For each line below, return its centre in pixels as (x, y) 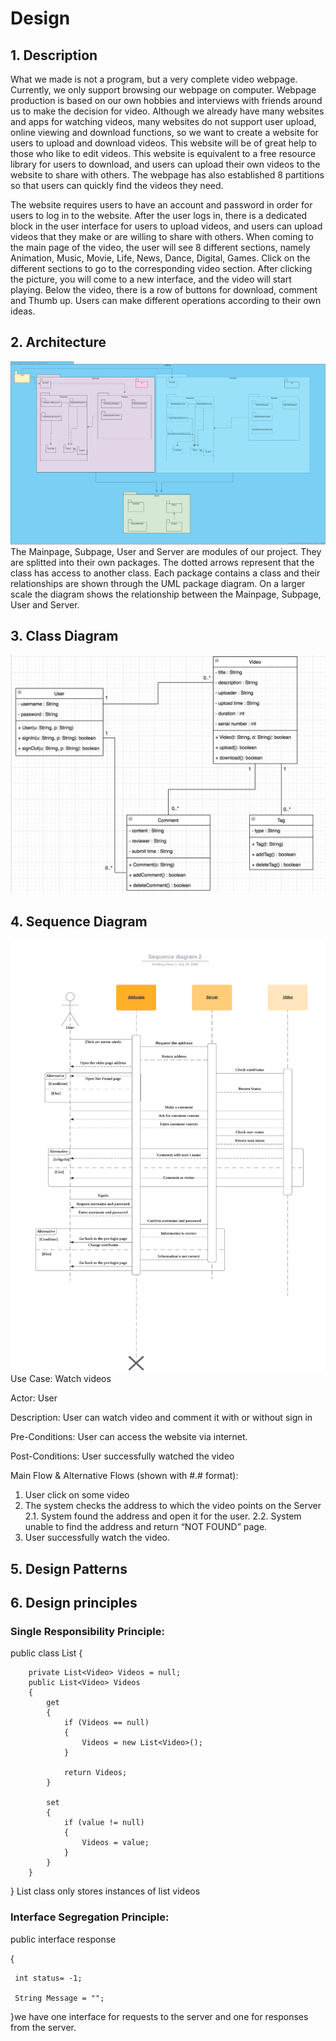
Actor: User (34, 1398)
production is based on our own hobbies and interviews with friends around (166, 100)
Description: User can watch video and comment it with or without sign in (161, 1418)
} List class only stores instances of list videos (105, 1891)
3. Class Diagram (64, 636)
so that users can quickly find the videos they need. (117, 185)
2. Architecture (58, 342)
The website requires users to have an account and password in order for (161, 205)
